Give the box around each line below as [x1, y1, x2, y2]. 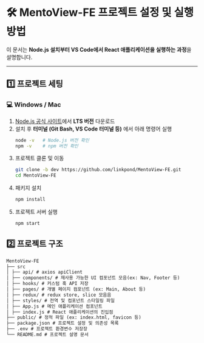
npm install [15, 196, 46, 203]
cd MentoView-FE [15, 172, 56, 179]
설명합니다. [6, 53, 33, 61]
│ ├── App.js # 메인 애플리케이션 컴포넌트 [6, 303, 103, 309]
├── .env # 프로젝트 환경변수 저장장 [6, 326, 88, 332]
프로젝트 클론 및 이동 [15, 155, 64, 162]
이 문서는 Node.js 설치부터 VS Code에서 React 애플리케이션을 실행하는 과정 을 [6, 46, 192, 53]
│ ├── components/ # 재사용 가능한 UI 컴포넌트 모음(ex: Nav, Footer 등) [6, 275, 180, 281]
